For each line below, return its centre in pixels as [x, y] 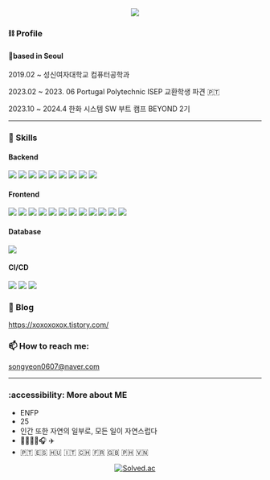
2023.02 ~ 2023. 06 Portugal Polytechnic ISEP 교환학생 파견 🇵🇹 [114, 92]
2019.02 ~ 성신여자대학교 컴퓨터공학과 [69, 75]
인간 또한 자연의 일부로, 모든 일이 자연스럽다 [89, 431]
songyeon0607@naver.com [54, 366]
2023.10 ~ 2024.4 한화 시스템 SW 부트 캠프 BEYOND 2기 [99, 109]
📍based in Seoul [36, 56]
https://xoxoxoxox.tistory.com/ [59, 325]
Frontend [24, 194]
